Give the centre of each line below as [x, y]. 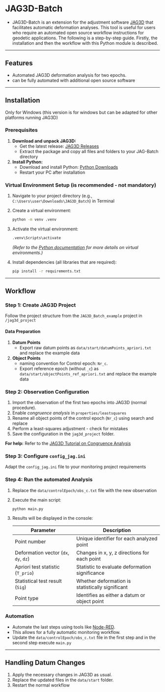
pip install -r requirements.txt [46, 271]
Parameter [43, 531]
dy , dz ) [22, 559]
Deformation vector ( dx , [42, 553]
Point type [27, 598]
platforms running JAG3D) [31, 117]
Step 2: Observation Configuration [47, 392]
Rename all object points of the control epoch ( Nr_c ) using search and [83, 418]
